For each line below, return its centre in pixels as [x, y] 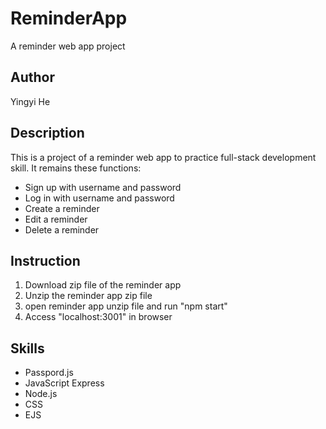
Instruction [45, 260]
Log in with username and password [99, 198]
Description [47, 133]
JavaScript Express [64, 383]
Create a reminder [62, 208]
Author [32, 77]
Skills [27, 348]
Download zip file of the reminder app [103, 285]
